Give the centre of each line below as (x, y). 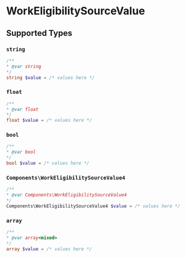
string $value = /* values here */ (51, 78)
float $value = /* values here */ (49, 121)
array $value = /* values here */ (49, 249)
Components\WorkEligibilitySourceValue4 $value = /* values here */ (93, 206)
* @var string (24, 66)
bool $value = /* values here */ (48, 163)
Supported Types (39, 33)
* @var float (22, 109)
